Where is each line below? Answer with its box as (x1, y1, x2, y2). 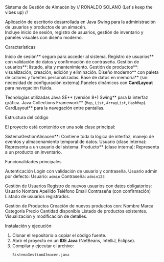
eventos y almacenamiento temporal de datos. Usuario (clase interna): (5, 139, 147, 145)
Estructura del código (5, 115, 49, 120)
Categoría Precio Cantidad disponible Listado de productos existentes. (5, 208, 148, 214)
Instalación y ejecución (5, 223, 52, 229)
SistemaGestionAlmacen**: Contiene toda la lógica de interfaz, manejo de (5, 134, 154, 139)
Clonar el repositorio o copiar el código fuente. (12, 233, 107, 238)
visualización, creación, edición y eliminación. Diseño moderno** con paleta (5, 69, 159, 75)
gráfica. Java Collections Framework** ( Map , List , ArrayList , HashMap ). (5, 100, 147, 105)
